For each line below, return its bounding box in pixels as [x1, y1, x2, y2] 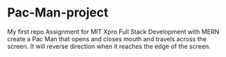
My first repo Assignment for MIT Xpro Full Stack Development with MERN [7, 27, 220, 36]
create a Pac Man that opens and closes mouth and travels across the [7, 34, 207, 43]
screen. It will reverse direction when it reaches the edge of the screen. [7, 42, 211, 50]
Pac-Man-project [7, 5, 109, 21]
